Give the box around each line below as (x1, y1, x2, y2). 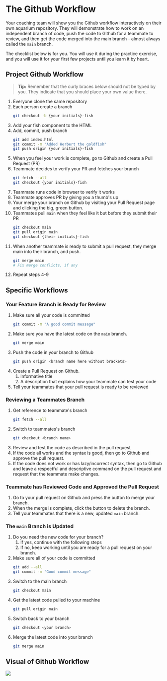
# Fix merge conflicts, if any (12, 263, 78, 268)
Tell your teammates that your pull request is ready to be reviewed (12, 384, 149, 390)
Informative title (20, 373, 53, 379)
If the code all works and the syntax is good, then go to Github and (12, 450, 150, 456)
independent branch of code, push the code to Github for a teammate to (5, 30, 154, 36)
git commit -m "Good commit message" (12, 569, 91, 574)
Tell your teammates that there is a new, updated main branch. (12, 510, 140, 517)
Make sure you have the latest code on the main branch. (12, 331, 127, 337)
